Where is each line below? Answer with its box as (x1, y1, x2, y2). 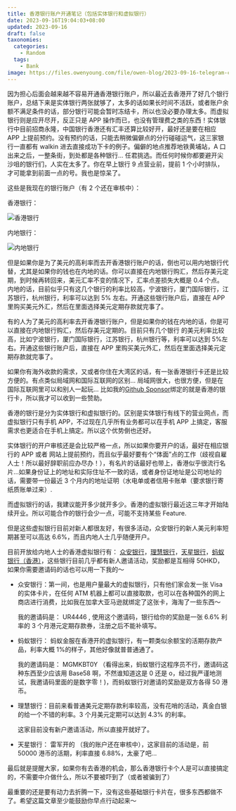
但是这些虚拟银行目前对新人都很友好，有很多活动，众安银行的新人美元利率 (7, 523, 223, 532)
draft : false (7, 30, 46, 37)
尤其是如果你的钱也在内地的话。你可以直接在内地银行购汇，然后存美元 (19, 267, 223, 275)
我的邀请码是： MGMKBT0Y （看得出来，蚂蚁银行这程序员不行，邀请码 (17, 660, 223, 668)
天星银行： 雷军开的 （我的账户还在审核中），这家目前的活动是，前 (17, 740, 209, 748)
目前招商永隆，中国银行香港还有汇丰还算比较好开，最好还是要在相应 (19, 124, 216, 133)
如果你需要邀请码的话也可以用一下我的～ (7, 565, 124, 573)
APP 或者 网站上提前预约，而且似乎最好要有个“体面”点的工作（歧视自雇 (20, 449, 227, 458)
